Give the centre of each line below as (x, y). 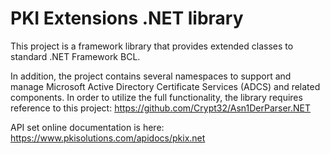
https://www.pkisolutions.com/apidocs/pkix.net (108, 138)
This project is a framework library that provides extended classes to (152, 46)
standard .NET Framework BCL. (75, 56)
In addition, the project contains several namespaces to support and (151, 76)
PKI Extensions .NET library (127, 18)
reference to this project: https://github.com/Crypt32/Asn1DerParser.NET (161, 108)
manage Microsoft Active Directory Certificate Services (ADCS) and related (165, 86)
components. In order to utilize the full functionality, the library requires (156, 97)
